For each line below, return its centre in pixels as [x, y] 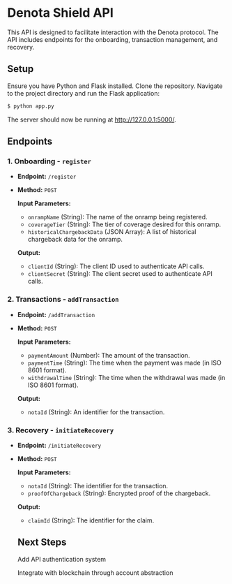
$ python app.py [31, 106]
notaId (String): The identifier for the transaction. [98, 486]
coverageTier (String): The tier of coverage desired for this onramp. [124, 224]
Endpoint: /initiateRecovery [59, 445]
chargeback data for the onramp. [75, 240]
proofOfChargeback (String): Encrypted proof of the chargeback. [119, 493]
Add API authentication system [62, 559]
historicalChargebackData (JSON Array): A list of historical [112, 232]
